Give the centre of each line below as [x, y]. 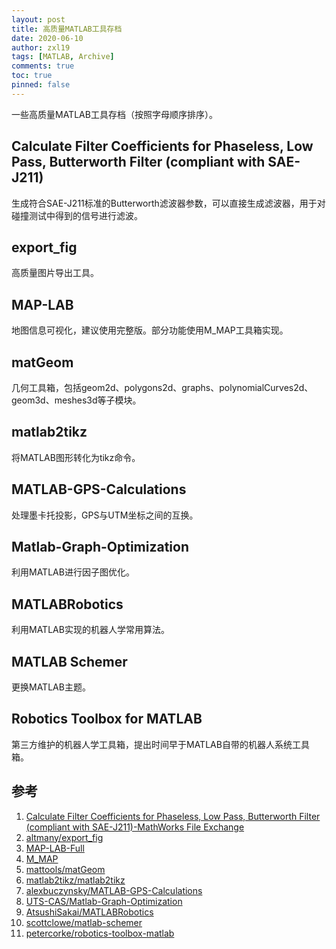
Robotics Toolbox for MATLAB [107, 719]
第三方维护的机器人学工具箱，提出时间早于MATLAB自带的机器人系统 [152, 744]
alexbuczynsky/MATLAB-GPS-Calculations [114, 890]
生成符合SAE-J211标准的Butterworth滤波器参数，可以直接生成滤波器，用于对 [168, 203]
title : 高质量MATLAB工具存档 [67, 29]
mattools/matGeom [65, 869]
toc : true [32, 76]
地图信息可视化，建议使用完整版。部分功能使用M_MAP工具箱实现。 [150, 330]
